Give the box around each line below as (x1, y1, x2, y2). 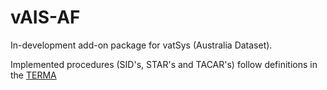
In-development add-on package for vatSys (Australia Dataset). (10, 39, 273, 51)
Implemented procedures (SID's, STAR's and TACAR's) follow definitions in (10, 58, 318, 70)
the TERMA (10, 69, 57, 81)
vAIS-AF (10, 6, 81, 29)
